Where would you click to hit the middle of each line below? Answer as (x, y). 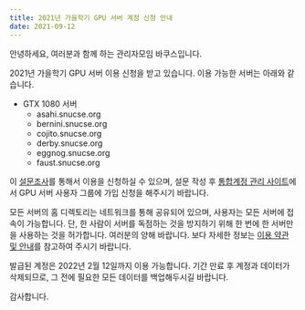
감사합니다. (29, 296)
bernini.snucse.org (72, 123)
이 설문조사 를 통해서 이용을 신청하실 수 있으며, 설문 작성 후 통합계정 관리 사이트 (149, 181)
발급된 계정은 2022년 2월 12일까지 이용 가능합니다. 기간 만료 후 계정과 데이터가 (150, 265)
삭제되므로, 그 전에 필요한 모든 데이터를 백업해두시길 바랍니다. (119, 277)
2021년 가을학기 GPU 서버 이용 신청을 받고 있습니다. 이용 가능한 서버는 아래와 (147, 73)
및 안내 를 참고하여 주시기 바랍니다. (70, 246)
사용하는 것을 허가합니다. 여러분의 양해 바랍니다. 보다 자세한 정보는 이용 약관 (154, 234)
